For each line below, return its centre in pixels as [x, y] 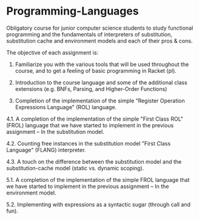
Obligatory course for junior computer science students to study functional [100, 28]
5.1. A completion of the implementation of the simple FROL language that [98, 179]
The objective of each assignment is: [52, 52]
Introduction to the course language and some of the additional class [101, 82]
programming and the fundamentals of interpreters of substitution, [89, 34]
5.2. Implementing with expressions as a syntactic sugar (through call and [99, 204]
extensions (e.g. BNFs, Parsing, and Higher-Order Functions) [91, 88]
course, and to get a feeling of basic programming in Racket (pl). [96, 70]
